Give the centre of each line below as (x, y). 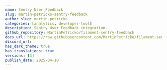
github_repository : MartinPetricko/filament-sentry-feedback (70, 33)
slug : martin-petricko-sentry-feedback (46, 14)
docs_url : (15, 37)
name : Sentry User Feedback (34, 10)
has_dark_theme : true (28, 46)
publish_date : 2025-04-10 (32, 60)
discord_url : (19, 42)
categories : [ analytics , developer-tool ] (49, 23)
